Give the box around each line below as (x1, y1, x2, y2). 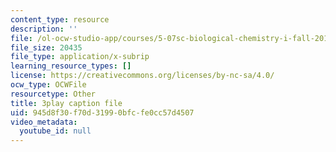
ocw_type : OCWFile (10, 80, 87, 90)
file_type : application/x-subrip (10, 52, 150, 62)
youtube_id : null (19, 126, 92, 136)
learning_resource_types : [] (10, 61, 132, 71)
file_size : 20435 (10, 42, 83, 53)
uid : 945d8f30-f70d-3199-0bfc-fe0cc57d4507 (10, 107, 195, 118)
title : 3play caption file (10, 98, 123, 108)
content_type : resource (10, 14, 110, 25)
